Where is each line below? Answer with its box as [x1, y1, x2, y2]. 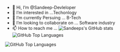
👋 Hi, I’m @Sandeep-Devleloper [12, 5, 76, 10]
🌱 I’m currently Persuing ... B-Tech [12, 15, 81, 20]
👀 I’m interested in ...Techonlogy [12, 10, 77, 15]
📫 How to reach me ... [12, 26, 58, 31]
